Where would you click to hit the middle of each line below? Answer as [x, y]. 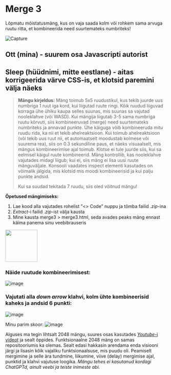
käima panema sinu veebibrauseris [49, 223]
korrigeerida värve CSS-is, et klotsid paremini [80, 80]
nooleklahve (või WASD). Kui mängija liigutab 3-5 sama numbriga [86, 117]
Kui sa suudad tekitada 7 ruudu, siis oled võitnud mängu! [77, 186]
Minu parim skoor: [24, 324]
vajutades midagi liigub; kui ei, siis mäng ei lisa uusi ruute [78, 160]
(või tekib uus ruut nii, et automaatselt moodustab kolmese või [83, 138]
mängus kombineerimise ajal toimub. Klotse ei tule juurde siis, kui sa [90, 150]
